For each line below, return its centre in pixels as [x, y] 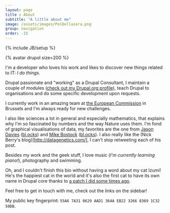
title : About [20, 15]
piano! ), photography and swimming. [44, 160]
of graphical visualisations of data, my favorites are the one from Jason [79, 129]
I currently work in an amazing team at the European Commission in [76, 103]
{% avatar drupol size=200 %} [37, 58]
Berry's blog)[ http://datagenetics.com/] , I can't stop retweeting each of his [83, 140]
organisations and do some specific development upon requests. [73, 93]
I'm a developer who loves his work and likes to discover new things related [84, 67]
